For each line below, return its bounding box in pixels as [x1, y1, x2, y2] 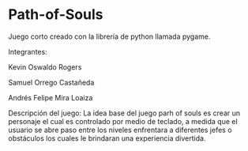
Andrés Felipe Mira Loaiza [8, 92, 93, 102]
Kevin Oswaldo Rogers [8, 62, 82, 72]
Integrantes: [8, 47, 47, 56]
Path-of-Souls [8, 6, 103, 24]
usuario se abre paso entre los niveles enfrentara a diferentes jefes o [8, 125, 232, 134]
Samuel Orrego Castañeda [8, 77, 95, 87]
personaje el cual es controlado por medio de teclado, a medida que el [8, 116, 239, 126]
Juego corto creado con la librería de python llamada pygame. [8, 32, 211, 41]
